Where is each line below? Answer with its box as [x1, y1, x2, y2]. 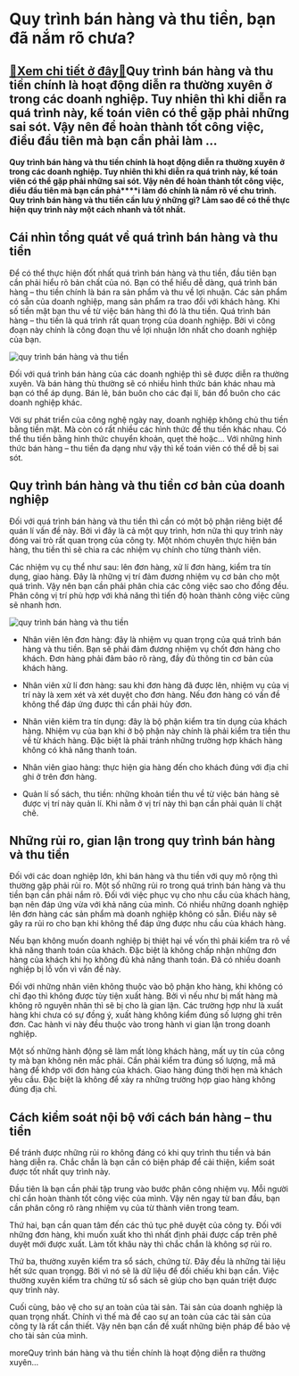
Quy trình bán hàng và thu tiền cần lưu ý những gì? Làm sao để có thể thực [9, 195, 290, 205]
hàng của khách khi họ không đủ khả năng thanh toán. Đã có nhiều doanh [9, 955, 281, 966]
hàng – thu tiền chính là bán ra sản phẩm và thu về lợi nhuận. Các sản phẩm [9, 286, 287, 297]
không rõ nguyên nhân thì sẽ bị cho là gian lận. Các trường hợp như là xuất [9, 1000, 284, 1011]
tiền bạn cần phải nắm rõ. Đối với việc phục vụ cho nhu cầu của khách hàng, [9, 890, 291, 900]
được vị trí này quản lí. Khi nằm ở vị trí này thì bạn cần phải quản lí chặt [21, 798, 283, 808]
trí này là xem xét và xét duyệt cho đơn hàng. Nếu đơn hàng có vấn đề [21, 689, 281, 700]
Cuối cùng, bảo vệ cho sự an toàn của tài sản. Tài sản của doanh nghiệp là [9, 1302, 283, 1313]
